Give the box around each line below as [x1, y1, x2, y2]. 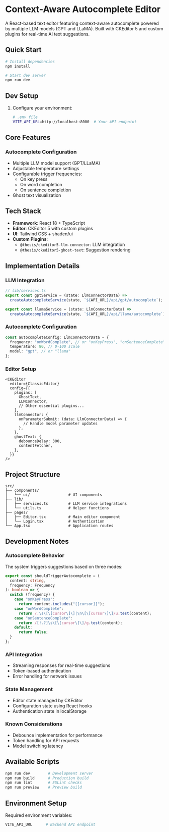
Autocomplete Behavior [5, 552, 64, 559]
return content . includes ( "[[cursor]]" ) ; [18, 602, 105, 607]
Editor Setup [5, 365, 37, 372]
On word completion [20, 181, 63, 187]
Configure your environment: [12, 105, 73, 111]
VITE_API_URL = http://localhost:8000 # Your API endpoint [12, 119, 137, 124]
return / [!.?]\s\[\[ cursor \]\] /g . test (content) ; [18, 620, 123, 626]
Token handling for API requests [12, 737, 79, 743]
